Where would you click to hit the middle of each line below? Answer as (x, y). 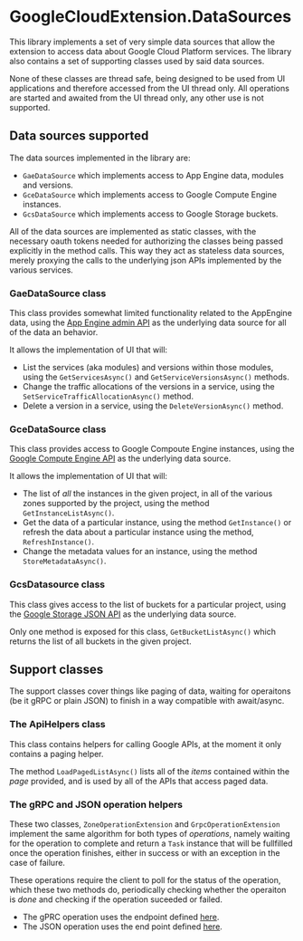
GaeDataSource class (58, 293)
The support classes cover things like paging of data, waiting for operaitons (150, 691)
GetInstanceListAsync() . (68, 513)
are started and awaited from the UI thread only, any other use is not (137, 98)
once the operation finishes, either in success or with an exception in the (145, 853)
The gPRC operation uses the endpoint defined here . (121, 917)
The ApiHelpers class (57, 725)
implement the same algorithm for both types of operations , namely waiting (150, 834)
